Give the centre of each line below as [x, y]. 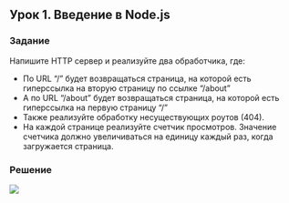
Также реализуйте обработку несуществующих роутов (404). [143, 117]
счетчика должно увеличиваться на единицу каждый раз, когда [148, 137]
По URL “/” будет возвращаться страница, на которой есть [137, 78]
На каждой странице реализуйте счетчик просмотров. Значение [150, 127]
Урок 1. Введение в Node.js [90, 15]
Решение [31, 169]
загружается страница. [68, 146]
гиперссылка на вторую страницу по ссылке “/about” [126, 88]
